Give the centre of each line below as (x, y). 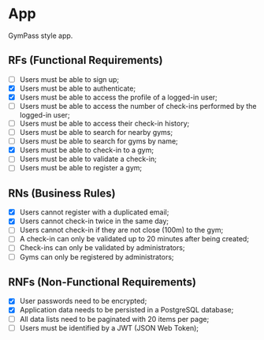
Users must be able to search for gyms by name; (99, 141)
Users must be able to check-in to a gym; (87, 150)
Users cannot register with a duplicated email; (94, 212)
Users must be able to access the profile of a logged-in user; (119, 97)
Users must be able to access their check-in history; (104, 123)
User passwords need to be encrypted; (83, 301)
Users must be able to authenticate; (78, 88)
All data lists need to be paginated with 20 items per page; (114, 319)
